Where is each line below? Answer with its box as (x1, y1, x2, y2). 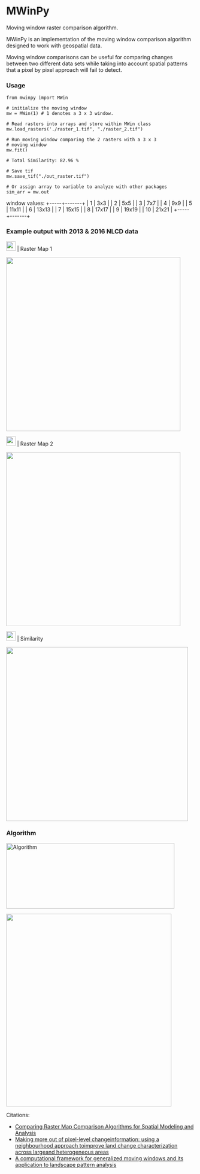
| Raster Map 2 (17, 440, 54, 447)
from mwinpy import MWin (6, 95, 68, 101)
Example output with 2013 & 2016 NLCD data (6, 227, 139, 236)
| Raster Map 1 (17, 245, 53, 252)
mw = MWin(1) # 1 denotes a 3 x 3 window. (6, 111, 114, 117)
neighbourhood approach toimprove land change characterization (14, 1142, 178, 1149)
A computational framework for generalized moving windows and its (14, 1154, 184, 1162)
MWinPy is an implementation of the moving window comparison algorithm (6, 35, 192, 43)
